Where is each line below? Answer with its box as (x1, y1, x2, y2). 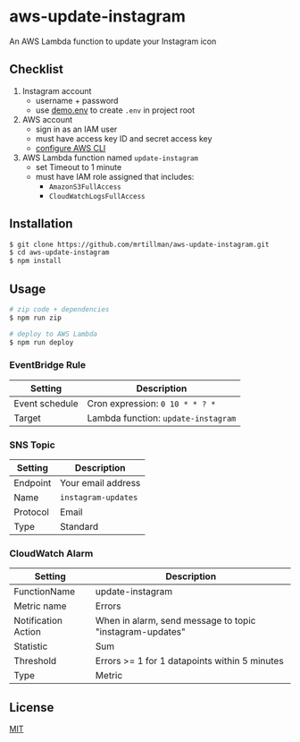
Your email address (59, 477, 141, 490)
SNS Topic (9, 439, 55, 451)
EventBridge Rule (9, 359, 87, 371)
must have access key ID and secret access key (35, 132, 212, 144)
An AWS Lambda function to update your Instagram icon (9, 36, 217, 47)
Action (13, 626, 42, 638)
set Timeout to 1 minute (35, 161, 122, 172)
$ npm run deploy (9, 337, 74, 346)
